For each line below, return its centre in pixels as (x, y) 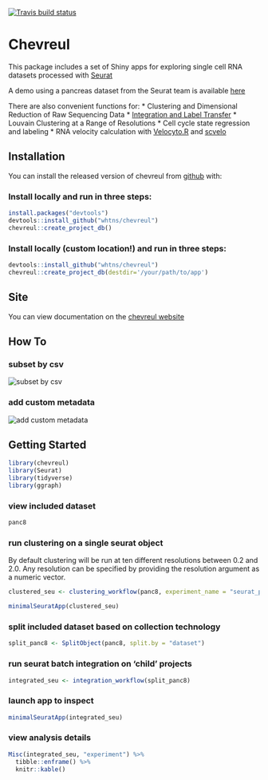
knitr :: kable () (41, 769)
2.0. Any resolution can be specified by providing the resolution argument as (134, 569)
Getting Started (47, 444)
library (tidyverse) (41, 478)
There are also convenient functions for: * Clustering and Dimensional (123, 106)
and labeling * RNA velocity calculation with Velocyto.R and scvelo (117, 131)
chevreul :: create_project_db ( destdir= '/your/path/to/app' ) (108, 272)
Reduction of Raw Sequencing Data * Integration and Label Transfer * (122, 114)
